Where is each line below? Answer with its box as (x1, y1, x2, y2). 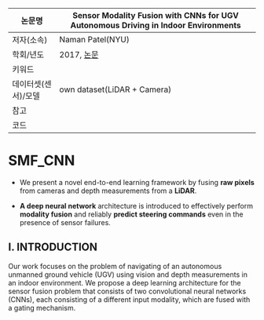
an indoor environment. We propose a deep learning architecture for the (8, 278, 241, 287)
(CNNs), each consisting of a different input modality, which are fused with (8, 294, 251, 304)
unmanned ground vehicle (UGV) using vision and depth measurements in (8, 270, 247, 279)
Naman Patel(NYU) (59, 35, 130, 45)
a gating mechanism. (8, 303, 76, 312)
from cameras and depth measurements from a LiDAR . (19, 186, 197, 195)
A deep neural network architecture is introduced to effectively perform (19, 201, 254, 210)
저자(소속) (12, 35, 48, 45)
